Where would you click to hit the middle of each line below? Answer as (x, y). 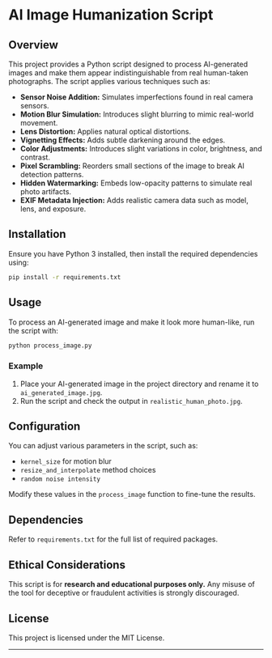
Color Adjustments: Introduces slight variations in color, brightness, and (141, 149)
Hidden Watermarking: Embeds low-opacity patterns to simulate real (136, 183)
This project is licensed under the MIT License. (87, 638)
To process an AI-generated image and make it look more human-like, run (132, 322)
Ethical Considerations (67, 565)
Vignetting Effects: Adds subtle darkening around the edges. (123, 140)
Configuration (45, 427)
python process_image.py (50, 346)
